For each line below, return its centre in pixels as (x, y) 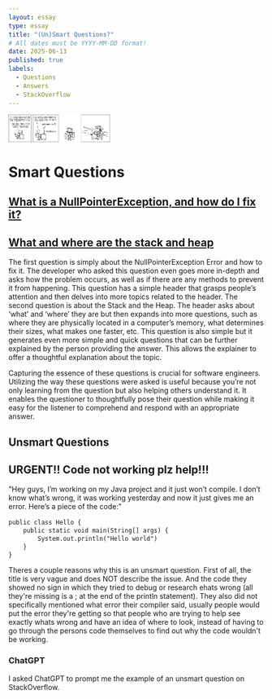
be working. (28, 640)
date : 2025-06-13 (38, 52)
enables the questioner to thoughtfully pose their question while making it (132, 399)
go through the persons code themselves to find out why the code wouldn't (135, 631)
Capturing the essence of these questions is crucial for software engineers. (135, 373)
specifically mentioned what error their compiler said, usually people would (134, 605)
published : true (36, 60)
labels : (22, 69)
